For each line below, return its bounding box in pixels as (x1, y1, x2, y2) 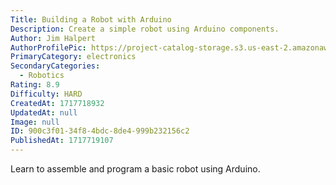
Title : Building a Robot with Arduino (10, 14, 172, 25)
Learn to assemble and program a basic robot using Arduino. (10, 163, 261, 175)
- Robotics (19, 71, 65, 81)
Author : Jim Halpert (10, 33, 97, 43)
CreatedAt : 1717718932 (10, 98, 105, 108)
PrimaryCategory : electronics (10, 52, 137, 62)
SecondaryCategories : (10, 61, 101, 71)
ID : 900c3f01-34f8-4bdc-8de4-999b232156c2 (10, 126, 190, 136)
